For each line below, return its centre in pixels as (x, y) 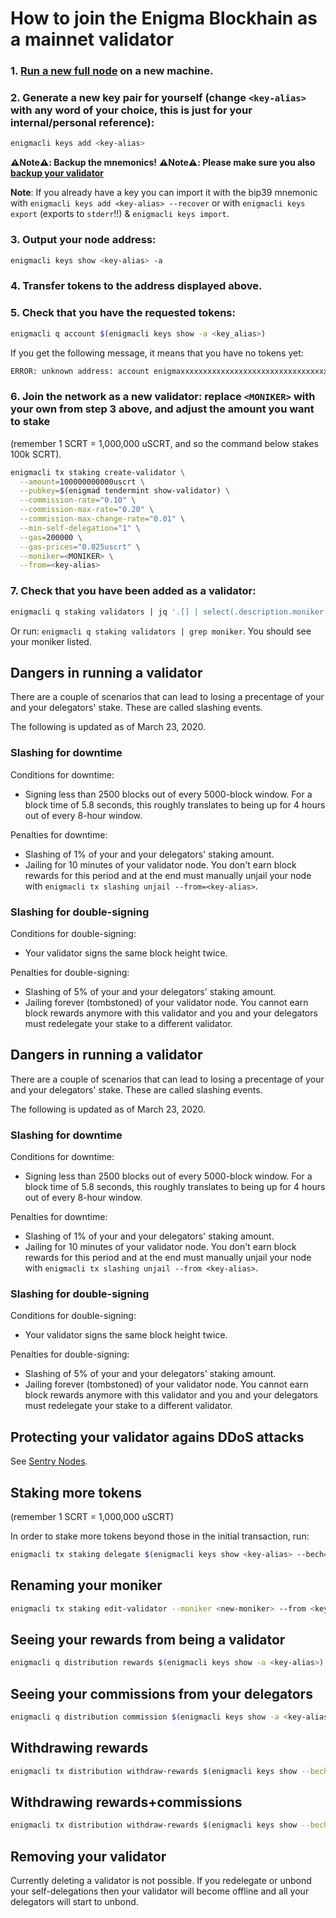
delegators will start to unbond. (74, 1902)
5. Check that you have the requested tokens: (123, 313)
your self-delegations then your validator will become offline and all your (160, 1891)
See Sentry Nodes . (49, 1461)
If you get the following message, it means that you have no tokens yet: (157, 353)
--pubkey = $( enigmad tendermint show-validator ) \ (124, 491)
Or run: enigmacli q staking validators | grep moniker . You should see (161, 631)
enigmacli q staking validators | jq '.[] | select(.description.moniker (167, 612)
